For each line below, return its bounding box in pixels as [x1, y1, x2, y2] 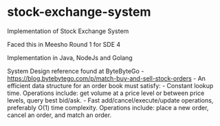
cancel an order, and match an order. [7, 111, 112, 119]
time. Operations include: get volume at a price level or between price [7, 89, 205, 97]
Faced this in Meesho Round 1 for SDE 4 [7, 40, 121, 48]
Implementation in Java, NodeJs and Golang [7, 53, 133, 62]
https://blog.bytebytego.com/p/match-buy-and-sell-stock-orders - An [7, 74, 206, 83]
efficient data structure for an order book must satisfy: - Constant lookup [7, 81, 214, 90]
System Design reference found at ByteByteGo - [7, 67, 144, 75]
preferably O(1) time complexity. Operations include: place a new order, [7, 103, 209, 112]
